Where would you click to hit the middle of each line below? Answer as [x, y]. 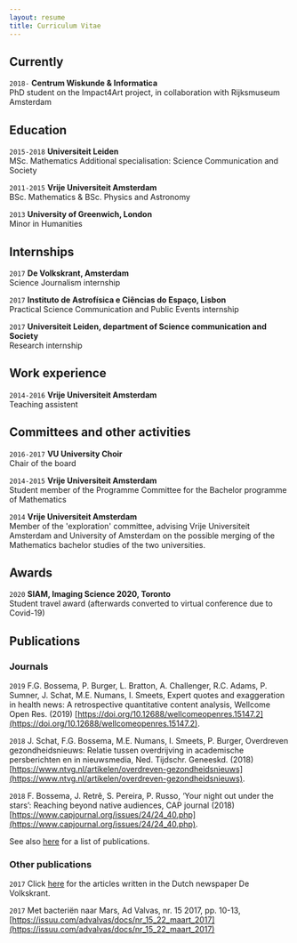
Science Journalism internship [65, 282]
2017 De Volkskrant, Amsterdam [69, 273]
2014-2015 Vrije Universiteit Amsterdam [83, 480]
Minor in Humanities [46, 224]
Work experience [58, 373]
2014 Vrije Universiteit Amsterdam [73, 516]
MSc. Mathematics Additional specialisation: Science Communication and [144, 161]
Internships [42, 251]
